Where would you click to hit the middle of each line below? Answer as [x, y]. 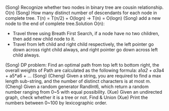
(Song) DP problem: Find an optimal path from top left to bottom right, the [82, 65]
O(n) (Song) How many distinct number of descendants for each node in [81, 13]
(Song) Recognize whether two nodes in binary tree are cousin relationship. [84, 7]
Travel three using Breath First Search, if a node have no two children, [86, 33]
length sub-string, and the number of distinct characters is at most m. [78, 81]
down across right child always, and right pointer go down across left [85, 50]
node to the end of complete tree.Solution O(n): [55, 23]
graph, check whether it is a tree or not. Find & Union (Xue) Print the [77, 97]
